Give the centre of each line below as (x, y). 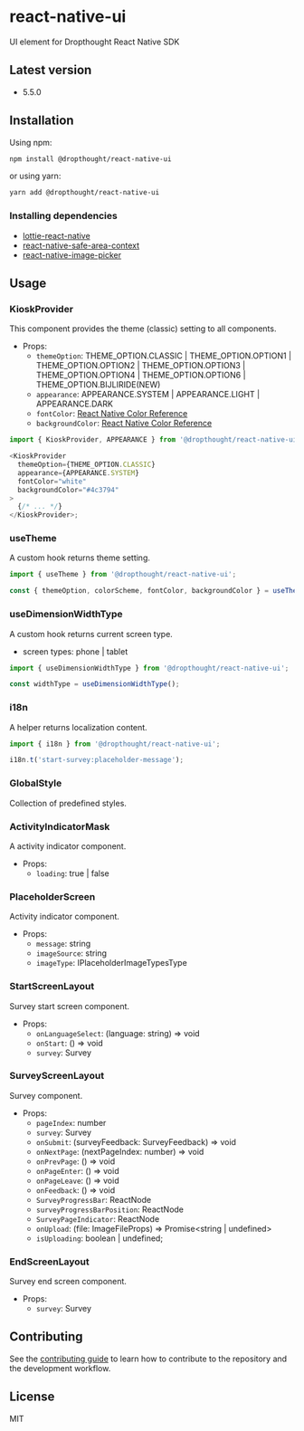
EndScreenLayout (49, 1262)
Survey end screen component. (68, 1282)
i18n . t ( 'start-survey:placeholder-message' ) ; (96, 760)
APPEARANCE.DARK (74, 404)
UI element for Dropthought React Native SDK (95, 42)
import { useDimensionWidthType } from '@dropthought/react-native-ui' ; (149, 668)
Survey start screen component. (69, 1006)
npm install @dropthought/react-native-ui (90, 159)
